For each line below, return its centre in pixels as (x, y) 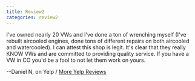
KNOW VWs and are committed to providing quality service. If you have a (98, 53)
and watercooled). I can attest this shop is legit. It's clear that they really (96, 47)
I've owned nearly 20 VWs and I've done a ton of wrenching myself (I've (96, 34)
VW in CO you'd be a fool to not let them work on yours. (76, 60)
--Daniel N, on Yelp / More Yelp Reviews (56, 71)
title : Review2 (25, 12)
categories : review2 (32, 17)
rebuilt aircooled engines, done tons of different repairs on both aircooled (98, 41)
